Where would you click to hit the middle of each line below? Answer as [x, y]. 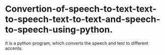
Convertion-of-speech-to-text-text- [81, 9]
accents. [14, 48]
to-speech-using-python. [59, 30]
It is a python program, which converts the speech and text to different [77, 43]
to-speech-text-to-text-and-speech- [83, 19]
